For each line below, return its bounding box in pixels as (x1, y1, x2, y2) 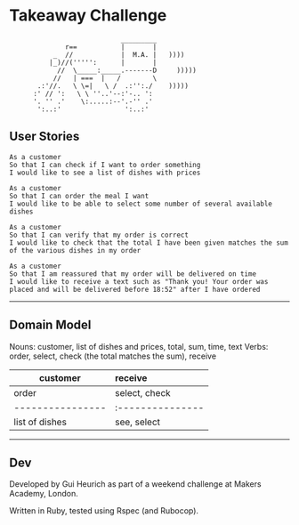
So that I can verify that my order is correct (9, 230, 190, 239)
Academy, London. (9, 489, 78, 499)
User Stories (9, 129, 80, 144)
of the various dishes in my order (9, 246, 141, 254)
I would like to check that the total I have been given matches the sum (9, 238, 289, 247)
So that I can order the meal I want (9, 191, 149, 200)
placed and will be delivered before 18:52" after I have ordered (9, 285, 261, 294)
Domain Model (9, 318, 92, 333)
